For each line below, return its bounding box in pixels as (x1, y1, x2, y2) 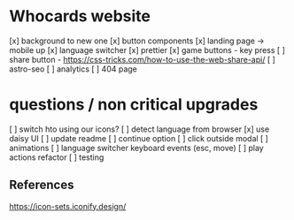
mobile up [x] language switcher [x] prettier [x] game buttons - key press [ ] (9, 44, 285, 55)
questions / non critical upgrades (9, 95, 259, 115)
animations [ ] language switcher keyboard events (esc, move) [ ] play (9, 142, 264, 153)
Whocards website (9, 6, 151, 27)
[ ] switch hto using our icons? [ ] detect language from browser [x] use (9, 124, 270, 134)
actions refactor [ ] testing (9, 152, 104, 163)
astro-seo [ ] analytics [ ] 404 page (9, 64, 137, 74)
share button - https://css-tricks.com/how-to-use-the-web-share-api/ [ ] (9, 54, 276, 64)
